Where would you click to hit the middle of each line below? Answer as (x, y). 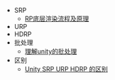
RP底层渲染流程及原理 (57, 18)
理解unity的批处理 (51, 51)
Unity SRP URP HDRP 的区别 (66, 69)
